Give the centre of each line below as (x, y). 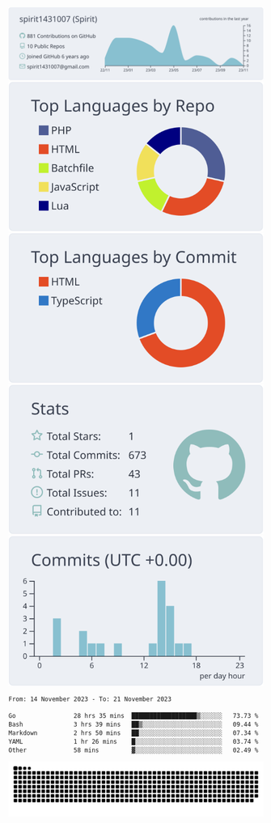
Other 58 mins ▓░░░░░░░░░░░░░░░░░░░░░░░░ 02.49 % (133, 750)
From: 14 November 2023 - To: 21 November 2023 (90, 699)
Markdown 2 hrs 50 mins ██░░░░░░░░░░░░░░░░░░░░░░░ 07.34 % (133, 733)
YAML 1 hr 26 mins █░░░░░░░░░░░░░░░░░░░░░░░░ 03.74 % (133, 741)
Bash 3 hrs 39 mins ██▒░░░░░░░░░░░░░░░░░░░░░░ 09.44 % (133, 725)
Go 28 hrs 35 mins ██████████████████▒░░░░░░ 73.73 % (133, 716)
